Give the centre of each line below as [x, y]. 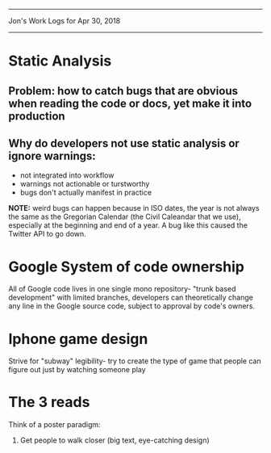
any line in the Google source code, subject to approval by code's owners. [132, 306]
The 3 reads [49, 403]
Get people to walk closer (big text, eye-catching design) [115, 440]
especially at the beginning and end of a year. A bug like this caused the [128, 225]
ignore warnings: [52, 155]
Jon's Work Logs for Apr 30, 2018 [65, 21]
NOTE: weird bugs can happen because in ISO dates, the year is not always [134, 208]
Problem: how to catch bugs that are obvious [123, 91]
